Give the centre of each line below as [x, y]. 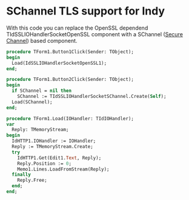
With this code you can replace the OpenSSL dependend [77, 28]
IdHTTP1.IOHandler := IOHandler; [54, 141]
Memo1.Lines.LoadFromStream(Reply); [64, 169]
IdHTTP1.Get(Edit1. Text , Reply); [59, 158]
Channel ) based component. [42, 40]
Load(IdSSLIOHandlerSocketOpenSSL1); [59, 63]
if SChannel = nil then [41, 91]
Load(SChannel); [32, 102]
